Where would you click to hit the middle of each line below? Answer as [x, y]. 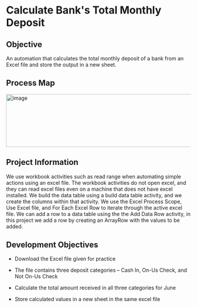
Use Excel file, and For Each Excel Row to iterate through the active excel [94, 208]
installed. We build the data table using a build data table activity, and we [94, 195]
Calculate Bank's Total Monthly [84, 10]
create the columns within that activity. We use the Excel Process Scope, [94, 201]
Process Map [30, 83]
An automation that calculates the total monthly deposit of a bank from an [95, 58]
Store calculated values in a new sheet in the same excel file [87, 299]
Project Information [42, 162]
